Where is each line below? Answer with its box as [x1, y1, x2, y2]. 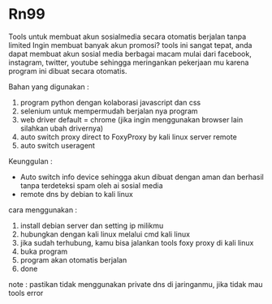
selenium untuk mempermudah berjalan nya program [19, 106, 198, 116]
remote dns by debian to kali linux [19, 189, 134, 199]
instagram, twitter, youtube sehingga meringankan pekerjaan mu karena [8, 58, 249, 67]
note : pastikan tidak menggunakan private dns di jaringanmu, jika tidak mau [8, 279, 263, 289]
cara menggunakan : [8, 204, 78, 215]
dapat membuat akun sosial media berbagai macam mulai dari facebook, [8, 49, 252, 58]
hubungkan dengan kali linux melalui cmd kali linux [19, 229, 191, 239]
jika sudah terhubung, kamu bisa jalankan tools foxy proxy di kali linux [19, 238, 254, 247]
